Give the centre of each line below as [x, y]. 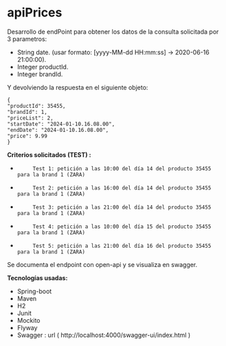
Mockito [29, 320]
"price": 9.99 [27, 136]
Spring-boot [34, 291]
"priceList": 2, [30, 118]
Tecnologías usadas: [37, 278]
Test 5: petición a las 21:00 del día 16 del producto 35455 [122, 246]
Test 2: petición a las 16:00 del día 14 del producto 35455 [122, 188]
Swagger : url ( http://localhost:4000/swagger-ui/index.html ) [104, 335]
